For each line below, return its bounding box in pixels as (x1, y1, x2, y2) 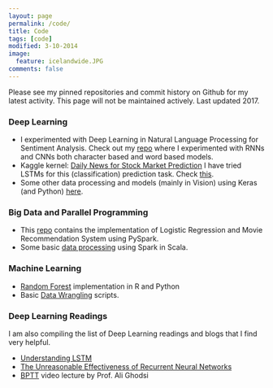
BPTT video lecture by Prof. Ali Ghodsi (19, 370, 149, 380)
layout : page (8, 11, 53, 20)
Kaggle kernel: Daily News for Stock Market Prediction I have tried (19, 160, 242, 171)
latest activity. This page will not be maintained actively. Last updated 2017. (8, 95, 260, 106)
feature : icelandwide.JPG (15, 58, 104, 66)
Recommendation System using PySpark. (19, 233, 159, 244)
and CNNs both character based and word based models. (19, 152, 214, 162)
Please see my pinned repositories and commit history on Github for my (8, 87, 249, 97)
